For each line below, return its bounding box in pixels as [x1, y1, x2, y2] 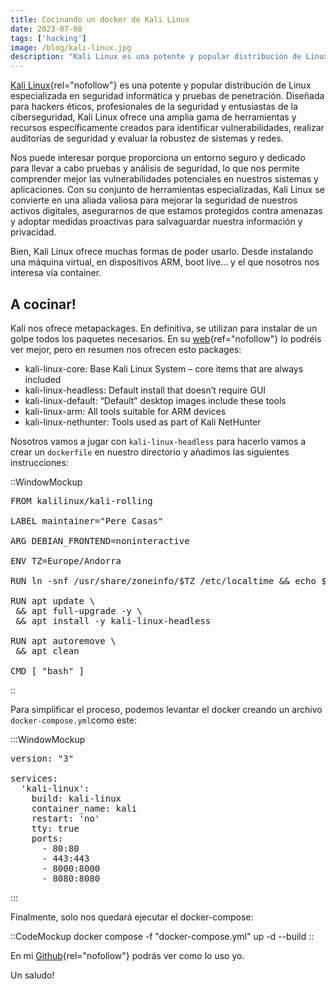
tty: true [31, 822, 80, 834]
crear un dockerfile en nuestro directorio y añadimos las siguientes [10, 446, 290, 458]
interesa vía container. [10, 267, 102, 279]
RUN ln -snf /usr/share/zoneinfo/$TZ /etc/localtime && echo [10, 575, 317, 586]
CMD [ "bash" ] [10, 665, 85, 676]
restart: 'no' [31, 812, 101, 824]
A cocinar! [10, 296, 77, 313]
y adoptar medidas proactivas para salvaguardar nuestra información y [10, 216, 303, 228]
